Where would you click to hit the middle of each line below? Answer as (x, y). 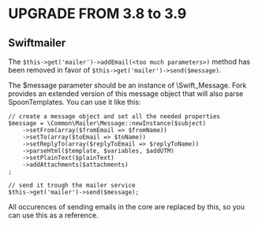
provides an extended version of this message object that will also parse (126, 94)
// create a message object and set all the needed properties (114, 117)
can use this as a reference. (53, 215)
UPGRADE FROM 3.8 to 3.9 (97, 14)
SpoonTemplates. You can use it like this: (75, 102)
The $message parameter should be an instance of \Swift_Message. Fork (127, 85)
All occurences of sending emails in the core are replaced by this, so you (126, 207)
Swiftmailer (37, 43)
